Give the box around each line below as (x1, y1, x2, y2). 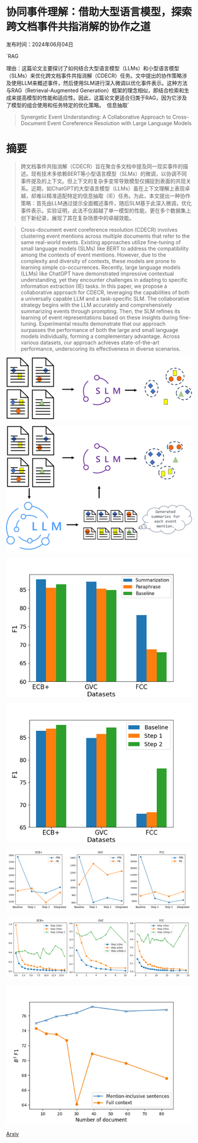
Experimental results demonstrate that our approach (39, 320, 166, 327)
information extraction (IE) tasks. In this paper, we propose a (20, 283, 167, 290)
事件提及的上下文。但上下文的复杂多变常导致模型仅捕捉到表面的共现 (20, 178, 186, 185)
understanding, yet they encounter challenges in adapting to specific (20, 276, 188, 283)
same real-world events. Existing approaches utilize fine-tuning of (20, 238, 181, 245)
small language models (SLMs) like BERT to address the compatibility (20, 245, 189, 252)
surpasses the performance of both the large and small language (20, 326, 179, 333)
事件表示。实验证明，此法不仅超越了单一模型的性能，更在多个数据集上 (20, 207, 192, 214)
